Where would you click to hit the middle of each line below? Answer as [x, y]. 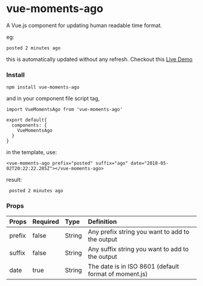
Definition [102, 222]
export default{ [27, 120]
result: [14, 180]
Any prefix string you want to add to [139, 232]
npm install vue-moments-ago [43, 87]
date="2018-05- [150, 163]
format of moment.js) [118, 274]
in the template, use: [32, 152]
